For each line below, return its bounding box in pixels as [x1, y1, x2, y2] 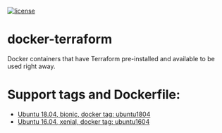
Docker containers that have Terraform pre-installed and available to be [7, 54, 215, 63]
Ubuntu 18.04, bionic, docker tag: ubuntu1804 [17, 110, 151, 118]
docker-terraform [7, 32, 113, 47]
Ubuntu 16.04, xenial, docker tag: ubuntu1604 [17, 117, 150, 126]
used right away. [7, 62, 56, 70]
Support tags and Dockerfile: [7, 87, 181, 103]
